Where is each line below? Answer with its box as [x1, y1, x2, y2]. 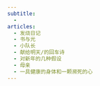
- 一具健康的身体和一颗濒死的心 [13, 68, 93, 75]
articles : [7, 23, 36, 30]
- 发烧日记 [13, 29, 41, 37]
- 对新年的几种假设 [13, 55, 62, 62]
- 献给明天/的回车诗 [13, 49, 65, 56]
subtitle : [7, 10, 36, 17]
